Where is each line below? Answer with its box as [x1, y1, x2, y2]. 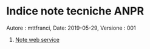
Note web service [15, 36, 60, 43]
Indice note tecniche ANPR [6, 4, 145, 18]
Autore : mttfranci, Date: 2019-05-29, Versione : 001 [6, 24, 136, 31]
